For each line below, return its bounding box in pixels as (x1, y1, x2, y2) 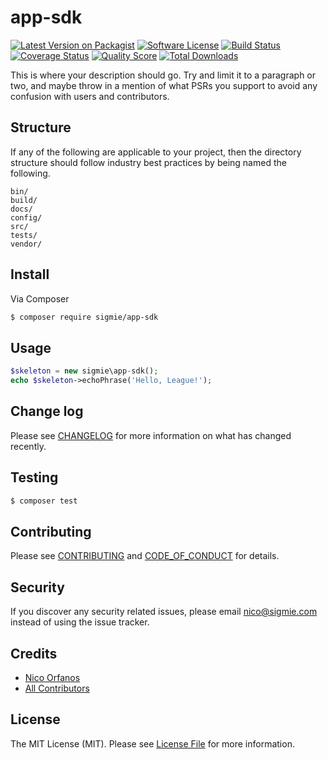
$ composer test (10, 496, 78, 506)
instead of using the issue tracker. (10, 616, 150, 628)
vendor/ (10, 239, 43, 249)
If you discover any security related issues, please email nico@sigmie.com (10, 606, 318, 618)
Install (10, 266, 50, 283)
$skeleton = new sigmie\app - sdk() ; (10, 366, 159, 376)
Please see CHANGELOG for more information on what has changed (10, 429, 292, 441)
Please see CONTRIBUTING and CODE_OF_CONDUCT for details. (10, 550, 280, 562)
